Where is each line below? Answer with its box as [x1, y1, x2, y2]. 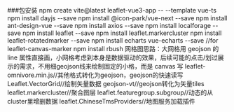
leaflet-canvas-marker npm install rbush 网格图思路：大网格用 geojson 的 [7, 45, 219, 52]
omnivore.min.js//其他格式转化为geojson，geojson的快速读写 [7, 71, 184, 79]
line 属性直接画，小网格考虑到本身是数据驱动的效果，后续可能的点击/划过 [7, 53, 219, 62]
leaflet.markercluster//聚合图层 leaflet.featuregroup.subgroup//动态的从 [7, 88, 214, 97]
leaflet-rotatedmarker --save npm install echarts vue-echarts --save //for [7, 36, 219, 44]
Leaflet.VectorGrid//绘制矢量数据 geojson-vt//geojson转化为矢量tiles [7, 80, 205, 87]
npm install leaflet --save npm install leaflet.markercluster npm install [22, 29, 222, 37]
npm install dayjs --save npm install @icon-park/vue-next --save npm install [7, 14, 228, 22]
